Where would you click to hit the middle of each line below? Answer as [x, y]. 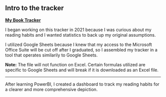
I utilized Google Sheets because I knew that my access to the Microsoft [79, 45]
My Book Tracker [23, 20]
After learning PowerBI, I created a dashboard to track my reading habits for [82, 84]
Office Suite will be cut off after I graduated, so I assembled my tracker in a [81, 49]
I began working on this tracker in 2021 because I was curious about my [78, 30]
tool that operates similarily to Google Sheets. [51, 55]
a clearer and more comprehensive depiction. [51, 89]
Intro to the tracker [35, 8]
